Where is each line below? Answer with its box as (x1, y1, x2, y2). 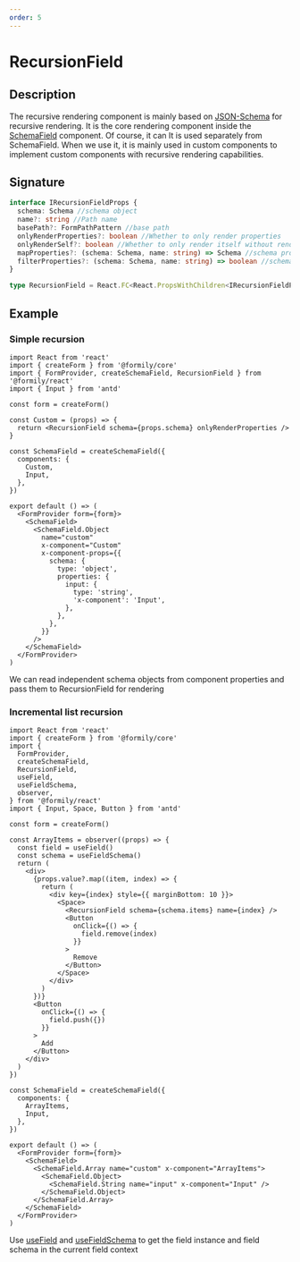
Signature (9, 175, 65, 191)
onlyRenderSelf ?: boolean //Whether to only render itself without (17, 240, 274, 249)
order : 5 (9, 13, 42, 22)
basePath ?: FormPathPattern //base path (17, 224, 170, 233)
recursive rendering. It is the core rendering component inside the (9, 120, 252, 131)
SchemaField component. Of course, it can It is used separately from (9, 130, 263, 140)
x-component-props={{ (41, 548, 122, 557)
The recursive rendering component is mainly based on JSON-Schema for (9, 111, 283, 122)
